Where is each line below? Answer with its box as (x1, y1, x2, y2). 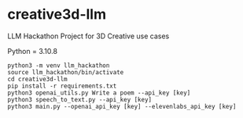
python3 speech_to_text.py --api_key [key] (7, 95, 153, 103)
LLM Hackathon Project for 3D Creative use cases (7, 31, 170, 41)
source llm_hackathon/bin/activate (7, 68, 124, 76)
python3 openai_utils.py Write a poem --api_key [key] (7, 88, 191, 97)
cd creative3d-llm (7, 75, 68, 83)
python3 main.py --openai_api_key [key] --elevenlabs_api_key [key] (7, 102, 237, 110)
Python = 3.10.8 (7, 46, 58, 55)
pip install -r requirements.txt (7, 82, 117, 90)
